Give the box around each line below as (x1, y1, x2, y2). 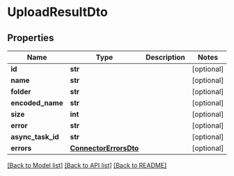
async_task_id (10, 132, 59, 141)
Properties (7, 32, 54, 44)
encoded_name (10, 98, 64, 108)
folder (10, 87, 31, 96)
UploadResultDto (7, 4, 108, 20)
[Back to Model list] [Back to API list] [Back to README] (7, 161, 167, 169)
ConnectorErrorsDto (70, 143, 139, 153)
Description (145, 53, 186, 62)
